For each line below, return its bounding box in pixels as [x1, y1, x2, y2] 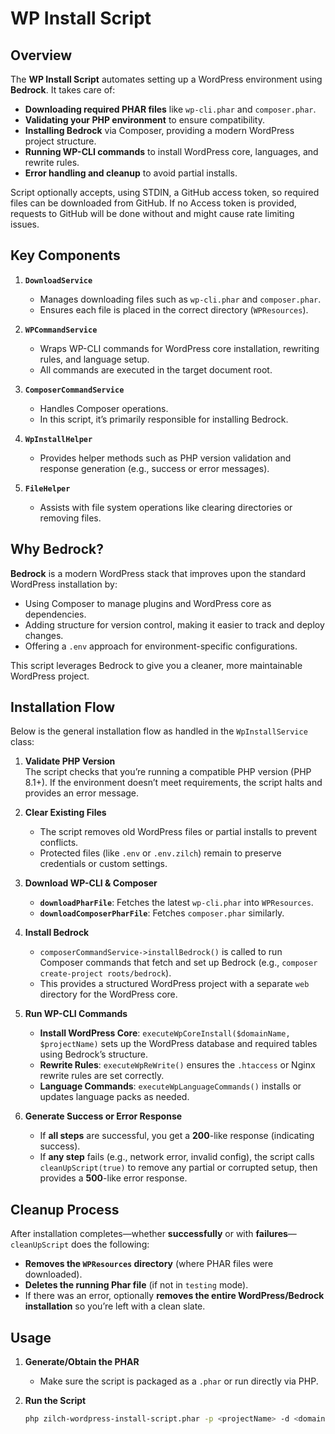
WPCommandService [24, 325, 98, 335]
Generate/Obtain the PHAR [24, 1356, 140, 1368]
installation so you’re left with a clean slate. [24, 1300, 206, 1312]
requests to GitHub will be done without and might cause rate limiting [10, 208, 295, 219]
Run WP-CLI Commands [24, 1008, 128, 1020]
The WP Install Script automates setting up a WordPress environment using [10, 73, 323, 85]
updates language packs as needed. [39, 1091, 190, 1103]
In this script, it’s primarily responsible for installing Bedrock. [39, 413, 289, 425]
